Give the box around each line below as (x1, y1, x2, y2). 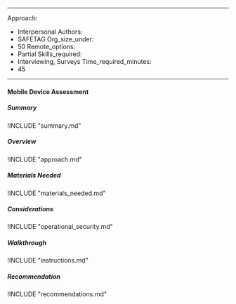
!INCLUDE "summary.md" (7, 121, 82, 130)
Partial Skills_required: (17, 50, 82, 58)
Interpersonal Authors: (17, 27, 83, 36)
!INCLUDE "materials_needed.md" (7, 189, 107, 197)
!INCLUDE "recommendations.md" (7, 290, 107, 298)
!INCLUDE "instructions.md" (7, 256, 89, 265)
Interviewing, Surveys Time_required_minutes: (17, 58, 152, 65)
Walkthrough (7, 239, 47, 247)
